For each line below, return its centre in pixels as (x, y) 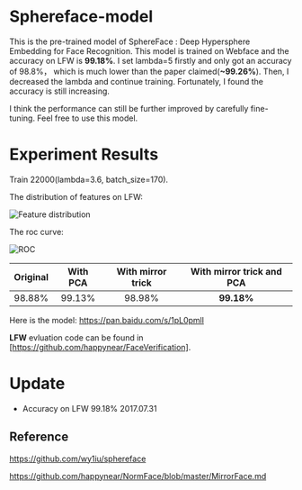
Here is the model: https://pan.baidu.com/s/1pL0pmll (107, 320)
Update (37, 384)
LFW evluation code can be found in (76, 337)
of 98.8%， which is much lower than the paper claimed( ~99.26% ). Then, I (149, 71)
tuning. (22, 118)
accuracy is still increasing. (60, 91)
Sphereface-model (81, 17)
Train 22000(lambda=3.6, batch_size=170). (89, 179)
